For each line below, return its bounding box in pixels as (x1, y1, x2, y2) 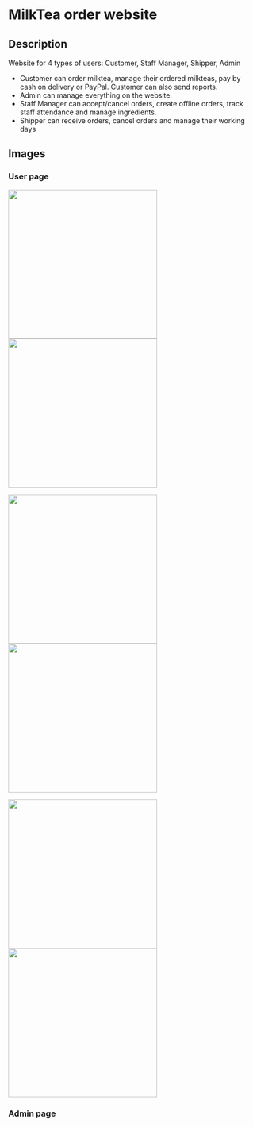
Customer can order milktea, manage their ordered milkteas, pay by (19, 74, 241, 83)
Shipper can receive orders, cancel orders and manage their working (19, 116, 246, 125)
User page (8, 171, 49, 182)
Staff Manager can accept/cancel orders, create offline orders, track (19, 99, 243, 108)
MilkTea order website (8, 6, 158, 24)
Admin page (8, 1108, 56, 1119)
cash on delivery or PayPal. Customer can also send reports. (19, 82, 218, 91)
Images (8, 147, 46, 160)
